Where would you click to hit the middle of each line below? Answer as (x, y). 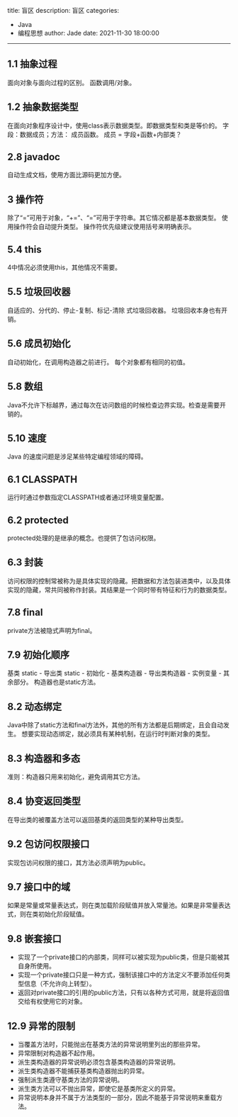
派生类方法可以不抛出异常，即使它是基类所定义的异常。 (98, 1089)
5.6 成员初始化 (39, 343)
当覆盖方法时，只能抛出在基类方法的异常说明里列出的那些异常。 (110, 1045)
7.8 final (25, 613)
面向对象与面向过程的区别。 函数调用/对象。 (72, 82)
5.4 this (25, 249)
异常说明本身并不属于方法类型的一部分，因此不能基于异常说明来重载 (117, 1098)
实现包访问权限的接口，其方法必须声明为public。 (79, 863)
